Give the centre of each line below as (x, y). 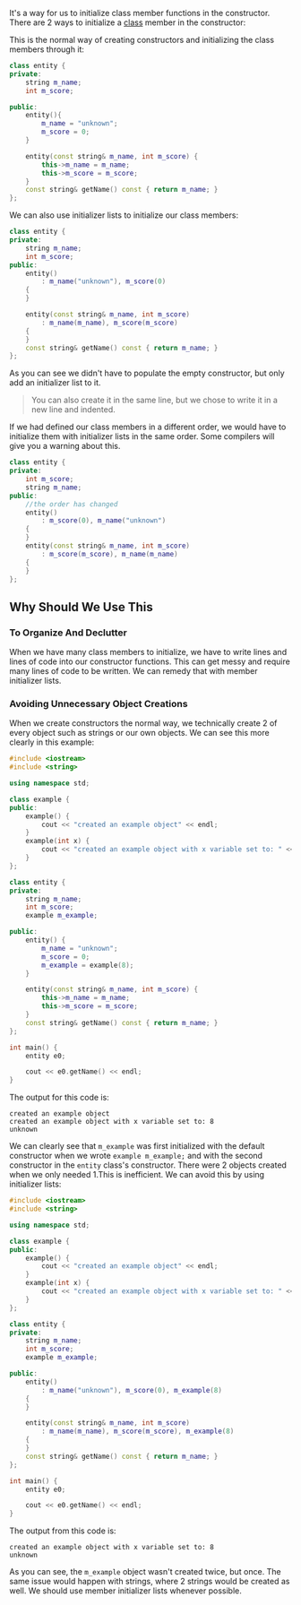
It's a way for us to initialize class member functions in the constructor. (140, 13)
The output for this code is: (59, 1098)
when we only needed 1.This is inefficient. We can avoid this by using (137, 1175)
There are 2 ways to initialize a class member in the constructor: (128, 22)
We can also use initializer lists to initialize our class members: (124, 215)
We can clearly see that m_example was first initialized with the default (137, 1146)
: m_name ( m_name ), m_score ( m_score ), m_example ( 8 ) (138, 1432)
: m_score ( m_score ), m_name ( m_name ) (110, 554)
